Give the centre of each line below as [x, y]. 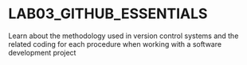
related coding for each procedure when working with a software [115, 44]
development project [42, 52]
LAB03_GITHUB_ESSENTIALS [108, 14]
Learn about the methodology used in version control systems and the [123, 36]
